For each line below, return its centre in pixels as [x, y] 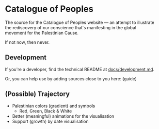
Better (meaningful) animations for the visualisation [63, 116]
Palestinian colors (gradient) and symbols [54, 106]
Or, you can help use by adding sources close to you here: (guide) [71, 78]
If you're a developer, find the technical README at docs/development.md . [80, 69]
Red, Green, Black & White [46, 111]
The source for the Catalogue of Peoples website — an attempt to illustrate [80, 22]
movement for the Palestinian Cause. [42, 33]
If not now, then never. [27, 42]
